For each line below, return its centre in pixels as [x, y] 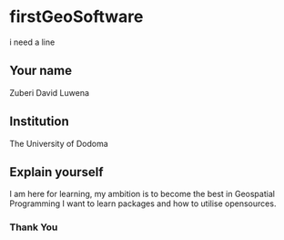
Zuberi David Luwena [49, 92]
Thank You [34, 227]
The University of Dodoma [59, 143]
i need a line [32, 42]
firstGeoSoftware [76, 17]
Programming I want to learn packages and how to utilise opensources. [143, 203]
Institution [40, 122]
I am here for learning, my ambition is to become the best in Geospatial [142, 194]
